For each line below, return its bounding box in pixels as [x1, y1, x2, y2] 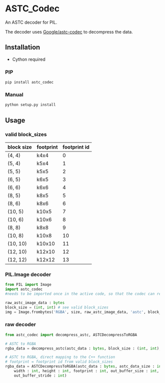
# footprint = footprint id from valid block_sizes [5, 359, 113, 364]
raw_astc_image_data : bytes [5, 300, 65, 305]
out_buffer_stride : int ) [14, 373, 67, 378]
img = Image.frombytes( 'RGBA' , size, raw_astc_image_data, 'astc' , [5, 309, 146, 314]
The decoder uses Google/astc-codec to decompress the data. [5, 29, 133, 35]
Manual [5, 91, 24, 98]
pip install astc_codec [5, 80, 54, 85]
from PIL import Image [5, 282, 52, 287]
